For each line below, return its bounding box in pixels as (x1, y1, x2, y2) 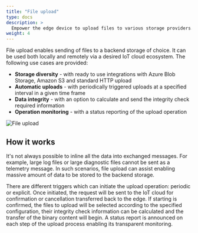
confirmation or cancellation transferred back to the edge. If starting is (6, 195, 177, 202)
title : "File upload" (6, 8, 60, 15)
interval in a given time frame (14, 90, 85, 97)
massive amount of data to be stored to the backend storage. (6, 171, 155, 178)
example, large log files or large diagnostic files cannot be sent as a (6, 159, 170, 166)
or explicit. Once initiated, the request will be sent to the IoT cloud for (6, 189, 174, 196)
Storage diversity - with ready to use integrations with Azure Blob (14, 71, 176, 78)
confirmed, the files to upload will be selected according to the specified (6, 201, 183, 208)
